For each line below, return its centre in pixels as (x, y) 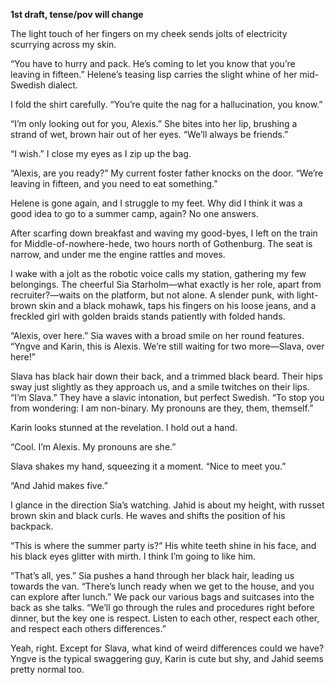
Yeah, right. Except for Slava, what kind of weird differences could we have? (167, 648)
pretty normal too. (47, 669)
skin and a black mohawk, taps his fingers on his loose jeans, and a (177, 305)
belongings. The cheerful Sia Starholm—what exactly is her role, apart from (166, 284)
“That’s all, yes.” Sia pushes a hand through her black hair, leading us (152, 575)
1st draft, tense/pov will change (77, 14)
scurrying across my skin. (63, 44)
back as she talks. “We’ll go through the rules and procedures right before (162, 607)
